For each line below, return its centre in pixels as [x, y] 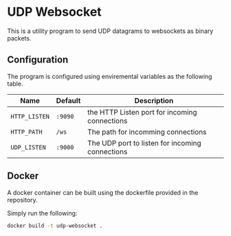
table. [15, 84]
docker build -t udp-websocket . [55, 226]
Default [68, 100]
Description [154, 100]
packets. [19, 38]
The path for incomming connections [147, 132]
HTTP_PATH [26, 132]
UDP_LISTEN [28, 147]
